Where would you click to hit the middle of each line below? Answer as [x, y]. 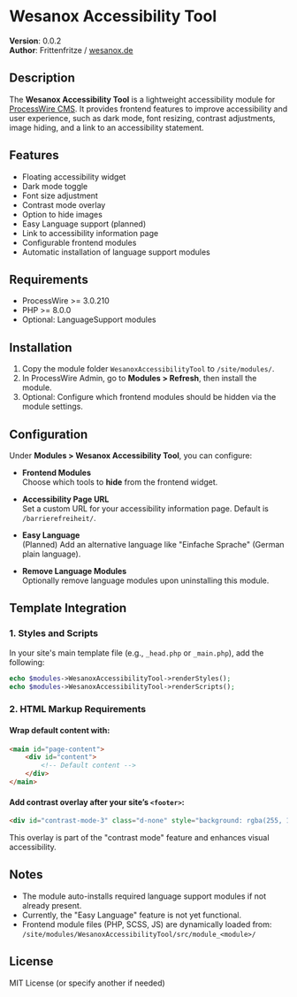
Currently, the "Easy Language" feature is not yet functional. [132, 915]
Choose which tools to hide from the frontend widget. [120, 482]
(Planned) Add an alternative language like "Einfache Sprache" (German [153, 545]
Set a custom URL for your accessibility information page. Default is [145, 509]
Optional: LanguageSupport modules [89, 319]
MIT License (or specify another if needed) [87, 983]
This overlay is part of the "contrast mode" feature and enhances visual [139, 838]
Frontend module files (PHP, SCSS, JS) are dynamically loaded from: [147, 924]
